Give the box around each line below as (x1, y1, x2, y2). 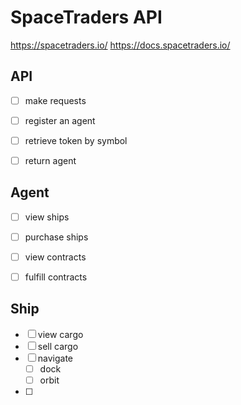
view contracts (24, 251, 87, 263)
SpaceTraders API (10, 6, 163, 29)
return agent (24, 154, 77, 166)
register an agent (24, 114, 96, 126)
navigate (37, 352, 74, 364)
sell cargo (37, 340, 79, 352)
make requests (24, 94, 87, 106)
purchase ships (24, 231, 89, 243)
